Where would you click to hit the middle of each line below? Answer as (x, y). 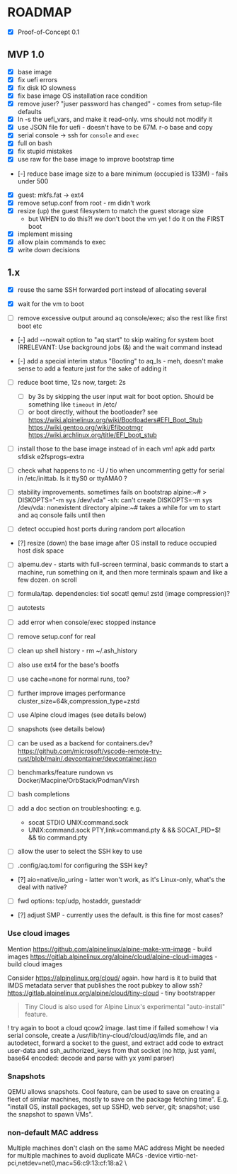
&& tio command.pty (58, 837)
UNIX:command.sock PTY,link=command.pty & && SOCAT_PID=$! (125, 830)
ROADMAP (40, 12)
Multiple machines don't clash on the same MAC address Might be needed (116, 1148)
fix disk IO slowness (47, 88)
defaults (30, 112)
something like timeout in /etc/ (73, 404)
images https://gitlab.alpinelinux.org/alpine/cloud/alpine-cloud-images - (112, 956)
